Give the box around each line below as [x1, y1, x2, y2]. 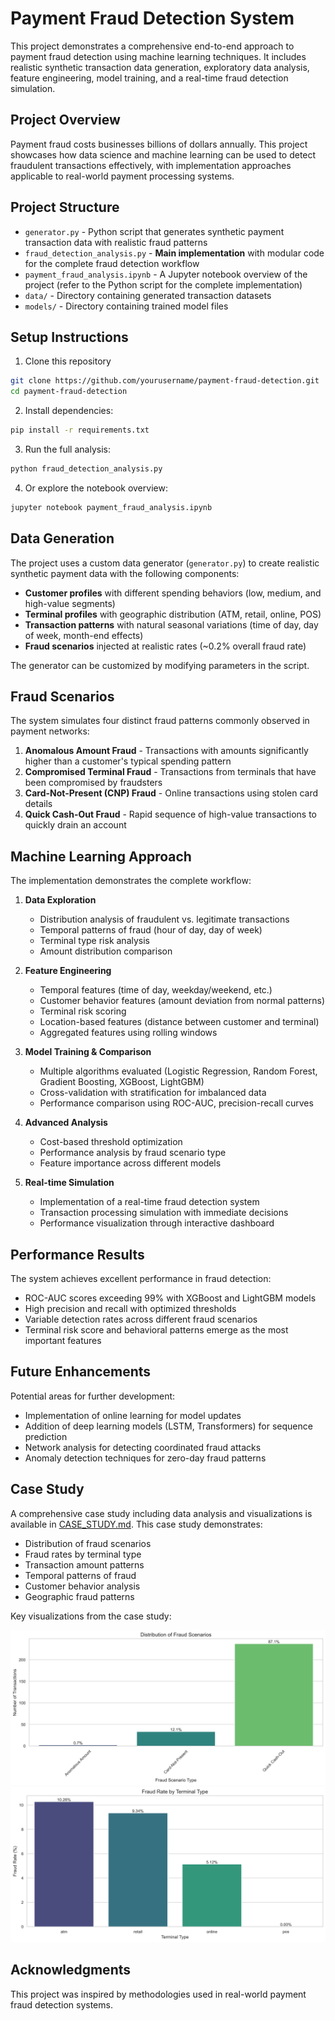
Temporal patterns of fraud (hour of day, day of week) [39, 924, 263, 936]
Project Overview [10, 112, 121, 129]
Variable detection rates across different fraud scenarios [24, 1313, 258, 1325]
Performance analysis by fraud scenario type [39, 1147, 227, 1159]
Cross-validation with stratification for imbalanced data [39, 1087, 267, 1099]
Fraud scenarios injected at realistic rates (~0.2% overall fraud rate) [24, 640, 307, 652]
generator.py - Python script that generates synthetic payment [24, 225, 285, 237]
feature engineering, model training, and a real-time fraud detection [10, 72, 289, 84]
